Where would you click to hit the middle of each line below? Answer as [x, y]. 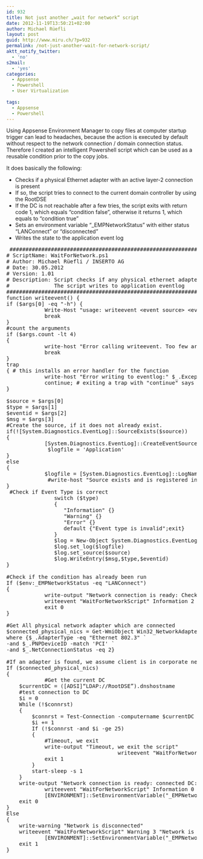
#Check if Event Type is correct [59, 492]
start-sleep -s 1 [57, 771]
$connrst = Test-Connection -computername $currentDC [113, 717]
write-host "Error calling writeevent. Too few [116, 347]
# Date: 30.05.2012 [35, 268]
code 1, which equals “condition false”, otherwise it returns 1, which [98, 212]
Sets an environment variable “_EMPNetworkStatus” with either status [102, 225]
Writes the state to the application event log [69, 238]
